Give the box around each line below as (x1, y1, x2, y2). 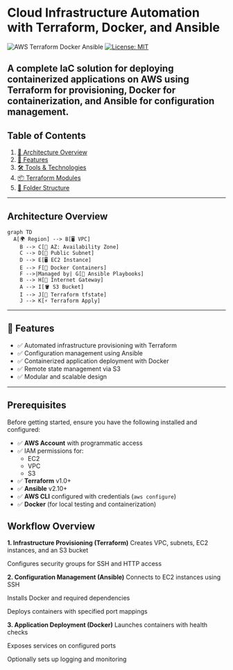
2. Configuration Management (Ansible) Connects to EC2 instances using (7, 573, 221, 581)
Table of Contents (7, 130, 87, 142)
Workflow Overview (7, 520, 96, 532)
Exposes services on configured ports (7, 642, 116, 650)
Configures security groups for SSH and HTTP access (7, 560, 162, 568)
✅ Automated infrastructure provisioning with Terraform (17, 341, 177, 349)
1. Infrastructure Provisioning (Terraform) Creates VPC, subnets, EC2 (7, 539, 209, 547)
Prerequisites (7, 399, 67, 411)
